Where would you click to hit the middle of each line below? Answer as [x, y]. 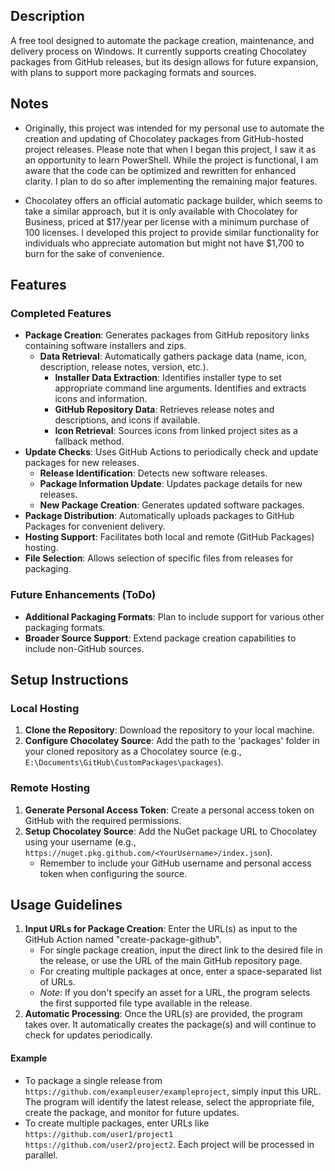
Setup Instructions [69, 680]
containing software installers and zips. [105, 346]
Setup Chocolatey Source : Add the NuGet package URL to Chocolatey [171, 831]
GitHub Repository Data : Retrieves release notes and [164, 410]
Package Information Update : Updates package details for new [171, 484]
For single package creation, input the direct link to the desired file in [181, 950]
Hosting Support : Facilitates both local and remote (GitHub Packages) [169, 537]
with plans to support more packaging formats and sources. [133, 72]
